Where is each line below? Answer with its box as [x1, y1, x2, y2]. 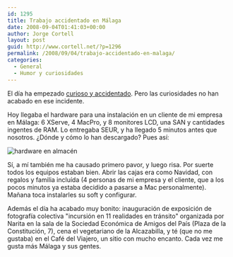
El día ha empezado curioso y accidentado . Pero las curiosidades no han [7, 89, 219, 98]
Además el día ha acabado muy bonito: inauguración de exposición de [7, 204, 212, 212]
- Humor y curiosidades [13, 69, 83, 76]
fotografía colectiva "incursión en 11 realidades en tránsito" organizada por [7, 212, 225, 220]
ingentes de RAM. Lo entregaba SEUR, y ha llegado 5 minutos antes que [7, 125, 217, 134]
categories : [7, 57, 42, 64]
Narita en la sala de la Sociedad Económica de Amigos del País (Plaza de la [7, 219, 227, 227]
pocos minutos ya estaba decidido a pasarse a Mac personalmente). [7, 183, 207, 191]
